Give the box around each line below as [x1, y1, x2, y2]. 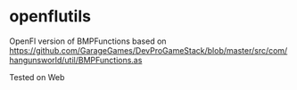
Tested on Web [9, 71, 65, 82]
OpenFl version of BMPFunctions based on [9, 36, 167, 46]
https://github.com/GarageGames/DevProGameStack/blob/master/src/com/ [9, 45, 288, 55]
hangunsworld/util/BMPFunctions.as [9, 54, 143, 65]
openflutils [9, 6, 92, 27]
